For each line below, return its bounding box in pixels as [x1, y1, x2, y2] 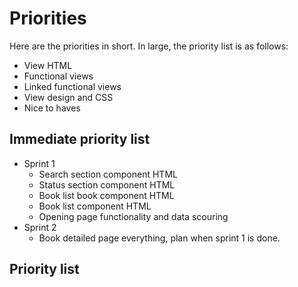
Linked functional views [23, 80, 122, 92]
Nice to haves [23, 102, 81, 114]
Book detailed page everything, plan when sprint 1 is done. [38, 232, 281, 244]
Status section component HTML [38, 178, 176, 191]
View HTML [23, 59, 73, 71]
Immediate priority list [9, 131, 151, 148]
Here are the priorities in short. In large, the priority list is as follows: [9, 40, 289, 52]
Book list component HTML [38, 200, 152, 212]
